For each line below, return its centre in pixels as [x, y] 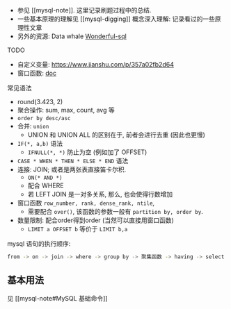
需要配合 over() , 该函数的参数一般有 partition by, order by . [115, 211]
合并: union [33, 126]
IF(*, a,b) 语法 [40, 143]
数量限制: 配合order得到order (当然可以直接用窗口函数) [95, 220]
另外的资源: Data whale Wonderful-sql [72, 36]
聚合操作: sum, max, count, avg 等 [66, 110]
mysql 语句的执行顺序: [39, 244]
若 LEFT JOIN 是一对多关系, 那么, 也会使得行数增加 [100, 194]
